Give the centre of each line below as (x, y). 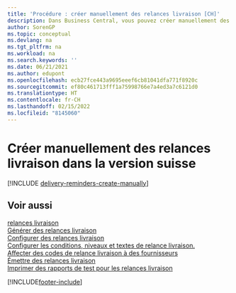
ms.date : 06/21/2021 (38, 67)
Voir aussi (30, 206)
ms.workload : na (31, 54)
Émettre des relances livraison (51, 260)
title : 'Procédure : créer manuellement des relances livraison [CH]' (114, 14)
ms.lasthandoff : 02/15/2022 (49, 107)
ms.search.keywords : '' (43, 60)
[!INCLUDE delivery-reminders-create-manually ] (78, 183)
